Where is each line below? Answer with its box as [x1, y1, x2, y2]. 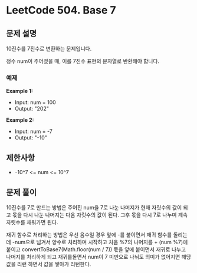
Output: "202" [14, 105, 49, 112]
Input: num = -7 [14, 128, 53, 135]
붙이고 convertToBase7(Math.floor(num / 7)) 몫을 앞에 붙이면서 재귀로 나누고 [6, 245, 186, 253]
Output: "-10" [14, 134, 47, 141]
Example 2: [6, 116, 34, 124]
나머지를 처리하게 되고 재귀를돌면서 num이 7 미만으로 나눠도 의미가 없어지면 [6, 253, 180, 260]
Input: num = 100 [14, 99, 56, 106]
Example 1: [6, 88, 34, 95]
